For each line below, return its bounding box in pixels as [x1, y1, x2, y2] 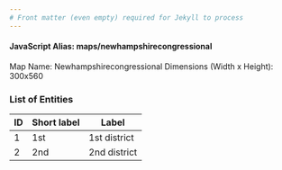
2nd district [88, 146, 138, 158]
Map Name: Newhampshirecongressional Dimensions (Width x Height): [9, 60, 274, 72]
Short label [32, 116, 80, 129]
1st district [88, 131, 134, 144]
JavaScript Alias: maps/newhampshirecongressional [9, 41, 213, 52]
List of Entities [9, 93, 74, 105]
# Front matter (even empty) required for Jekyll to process [9, 13, 244, 22]
